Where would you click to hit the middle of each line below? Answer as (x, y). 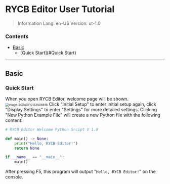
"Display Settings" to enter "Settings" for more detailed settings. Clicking (81, 109)
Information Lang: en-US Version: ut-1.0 (59, 23)
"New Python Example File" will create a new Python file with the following (83, 115)
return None (27, 148)
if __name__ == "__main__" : (35, 157)
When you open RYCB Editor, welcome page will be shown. (67, 99)
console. (14, 177)
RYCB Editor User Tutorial (60, 9)
